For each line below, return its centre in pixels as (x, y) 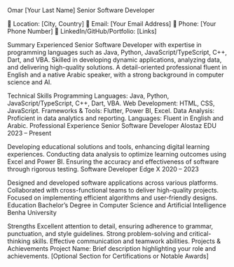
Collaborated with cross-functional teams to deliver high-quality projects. (113, 190)
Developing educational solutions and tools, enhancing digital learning (109, 146)
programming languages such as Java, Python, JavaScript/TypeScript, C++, (117, 52)
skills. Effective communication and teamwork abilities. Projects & (126, 241)
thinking (19, 241)
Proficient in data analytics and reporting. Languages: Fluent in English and (116, 118)
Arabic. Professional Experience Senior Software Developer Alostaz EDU (112, 125)
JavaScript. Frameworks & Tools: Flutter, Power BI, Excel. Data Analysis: (111, 111)
